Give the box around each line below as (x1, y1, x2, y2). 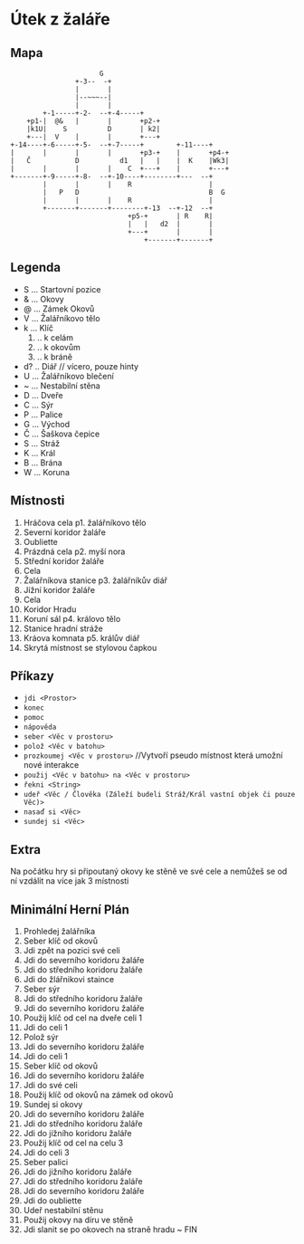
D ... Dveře (23, 389, 63, 400)
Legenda (10, 260, 62, 275)
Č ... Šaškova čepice (23, 428, 100, 439)
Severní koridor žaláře (23, 526, 107, 538)
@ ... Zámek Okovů (23, 303, 95, 314)
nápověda (23, 722, 57, 732)
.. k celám (36, 331, 73, 343)
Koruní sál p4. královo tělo (23, 613, 121, 624)
